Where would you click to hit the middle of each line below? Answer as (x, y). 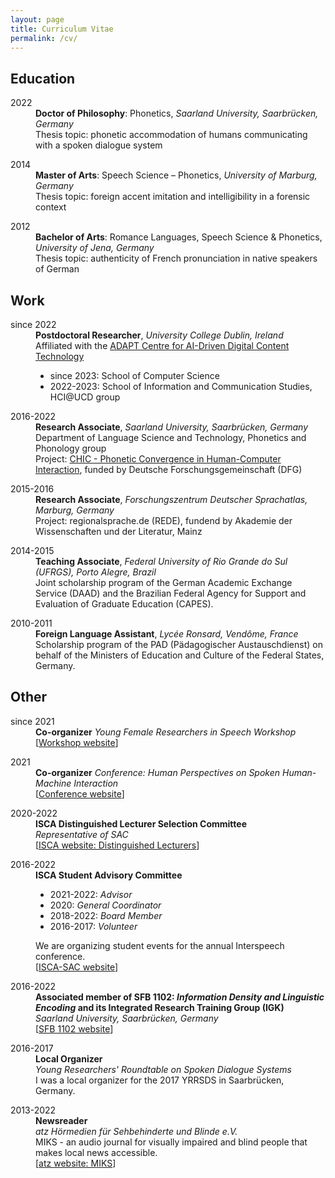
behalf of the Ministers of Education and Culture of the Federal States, (180, 655)
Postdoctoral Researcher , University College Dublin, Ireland (159, 335)
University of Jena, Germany (95, 248)
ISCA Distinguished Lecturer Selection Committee (141, 823)
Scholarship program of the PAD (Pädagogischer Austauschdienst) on (179, 644)
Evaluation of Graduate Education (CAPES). (124, 604)
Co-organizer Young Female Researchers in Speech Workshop (166, 732)
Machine (53, 783)
